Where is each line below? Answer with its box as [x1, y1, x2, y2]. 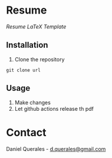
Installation [6, 40, 48, 50]
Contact [6, 126, 47, 139]
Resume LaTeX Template [6, 23, 67, 30]
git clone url [6, 67, 41, 73]
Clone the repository [14, 55, 65, 62]
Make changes [14, 98, 51, 106]
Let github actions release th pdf [14, 105, 94, 112]
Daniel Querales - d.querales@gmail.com [6, 145, 106, 152]
